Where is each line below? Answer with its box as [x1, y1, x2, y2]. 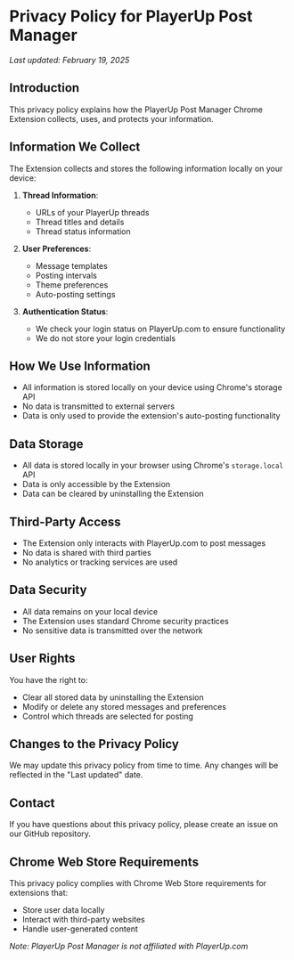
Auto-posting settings [35, 289, 116, 299]
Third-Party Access [9, 514, 122, 529]
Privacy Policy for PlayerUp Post [9, 6, 253, 27]
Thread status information [35, 225, 131, 237]
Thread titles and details [35, 216, 125, 227]
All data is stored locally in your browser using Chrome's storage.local [21, 460, 283, 471]
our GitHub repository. [9, 828, 92, 839]
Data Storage [9, 436, 84, 452]
